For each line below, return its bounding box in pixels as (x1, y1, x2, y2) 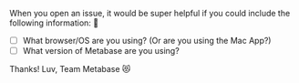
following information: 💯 (9, 17, 98, 28)
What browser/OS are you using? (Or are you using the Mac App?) (22, 36, 272, 46)
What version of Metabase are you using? (22, 46, 180, 57)
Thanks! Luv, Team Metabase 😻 (9, 64, 131, 75)
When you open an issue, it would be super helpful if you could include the (9, 8, 291, 18)
